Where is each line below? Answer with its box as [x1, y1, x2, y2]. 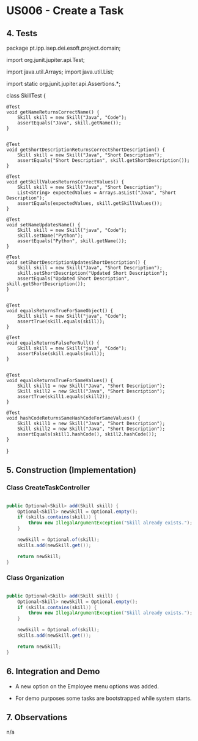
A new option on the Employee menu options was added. [15, 682, 159, 690]
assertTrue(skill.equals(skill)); [17, 318, 105, 324]
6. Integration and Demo [6, 666, 100, 677]
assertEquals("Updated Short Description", [17, 275, 130, 282]
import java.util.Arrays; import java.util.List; [6, 68, 114, 75]
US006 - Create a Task [6, 4, 124, 18]
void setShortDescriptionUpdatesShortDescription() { [6, 259, 147, 266]
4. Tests [6, 28, 38, 39]
